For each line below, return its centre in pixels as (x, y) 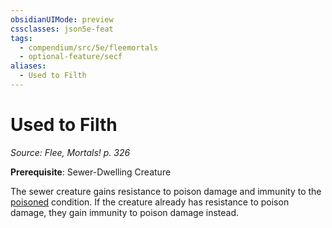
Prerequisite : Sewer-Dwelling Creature (91, 172)
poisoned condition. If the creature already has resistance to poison (150, 202)
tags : (21, 38)
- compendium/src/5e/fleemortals (89, 47)
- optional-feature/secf (71, 57)
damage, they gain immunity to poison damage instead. (125, 212)
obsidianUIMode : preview (62, 19)
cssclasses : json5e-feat (62, 29)
